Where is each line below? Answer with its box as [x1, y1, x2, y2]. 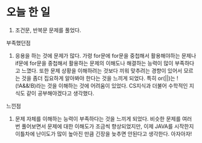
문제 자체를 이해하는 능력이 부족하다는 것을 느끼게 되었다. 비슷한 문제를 [14, 115, 181, 122]
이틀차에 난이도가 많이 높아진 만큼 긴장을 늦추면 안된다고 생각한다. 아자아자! [14, 130, 192, 137]
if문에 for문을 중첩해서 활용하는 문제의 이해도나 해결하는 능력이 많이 [14, 59, 174, 67]
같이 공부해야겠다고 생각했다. [26, 90, 95, 97]
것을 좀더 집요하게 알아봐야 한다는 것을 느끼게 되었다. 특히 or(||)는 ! [21, 75, 179, 82]
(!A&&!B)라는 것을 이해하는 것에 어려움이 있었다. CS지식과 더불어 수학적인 [14, 82, 188, 89]
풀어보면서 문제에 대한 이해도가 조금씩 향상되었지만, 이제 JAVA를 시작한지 [21, 123, 194, 130]
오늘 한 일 [6, 5, 51, 19]
